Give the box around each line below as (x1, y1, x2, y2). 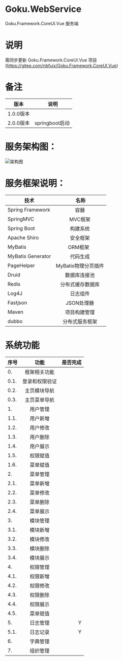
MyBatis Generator (7, 253, 51, 260)
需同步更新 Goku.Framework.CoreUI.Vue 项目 (5, 57, 97, 63)
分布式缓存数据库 (60, 281, 100, 288)
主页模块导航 (25, 387, 55, 394)
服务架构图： (5, 141, 58, 152)
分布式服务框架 (62, 318, 97, 325)
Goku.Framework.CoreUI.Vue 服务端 (5, 20, 79, 26)
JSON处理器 (65, 299, 94, 306)
